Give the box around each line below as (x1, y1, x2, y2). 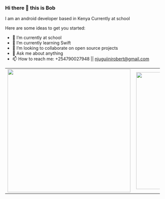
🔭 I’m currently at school (12, 34, 62, 41)
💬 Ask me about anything (12, 50, 63, 56)
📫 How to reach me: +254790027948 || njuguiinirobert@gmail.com (12, 56, 150, 62)
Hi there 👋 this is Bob (5, 4, 55, 11)
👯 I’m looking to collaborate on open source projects (12, 45, 118, 51)
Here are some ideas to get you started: (5, 25, 86, 31)
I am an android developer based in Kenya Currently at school (5, 16, 130, 22)
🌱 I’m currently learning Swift (12, 40, 71, 46)
